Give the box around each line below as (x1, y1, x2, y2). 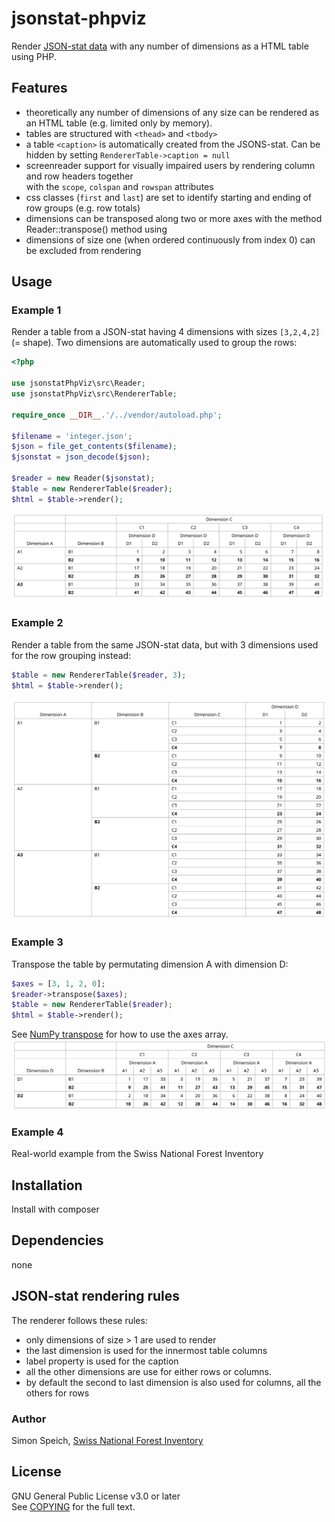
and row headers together (25, 170, 134, 182)
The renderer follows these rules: (11, 1314, 148, 1326)
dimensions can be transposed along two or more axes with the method (25, 212, 323, 224)
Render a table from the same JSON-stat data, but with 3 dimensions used (11, 638, 319, 651)
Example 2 (11, 616, 64, 630)
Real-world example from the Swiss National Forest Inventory (11, 1148, 264, 1160)
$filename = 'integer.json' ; (11, 431, 133, 441)
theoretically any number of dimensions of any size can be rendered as (25, 106, 320, 118)
